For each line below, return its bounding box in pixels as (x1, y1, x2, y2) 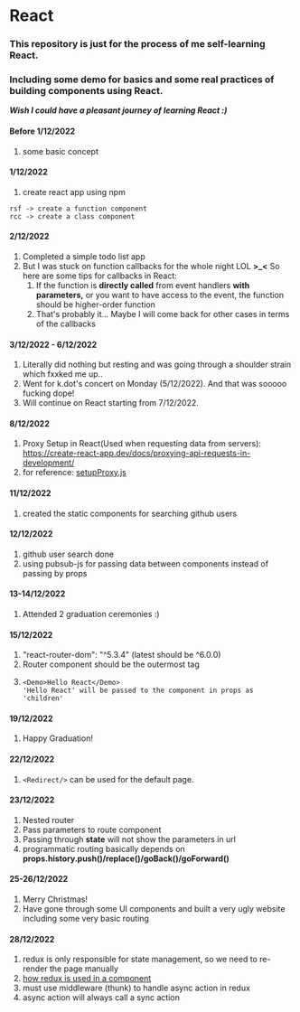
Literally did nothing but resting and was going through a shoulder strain (22, 359, 292, 370)
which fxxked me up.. (22, 369, 103, 379)
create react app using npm (22, 186, 127, 197)
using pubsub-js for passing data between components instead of (22, 558, 269, 569)
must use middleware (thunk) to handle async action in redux (22, 982, 251, 994)
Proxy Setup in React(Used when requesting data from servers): (22, 438, 262, 449)
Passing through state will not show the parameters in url (22, 833, 237, 845)
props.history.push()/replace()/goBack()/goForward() (22, 853, 230, 864)
